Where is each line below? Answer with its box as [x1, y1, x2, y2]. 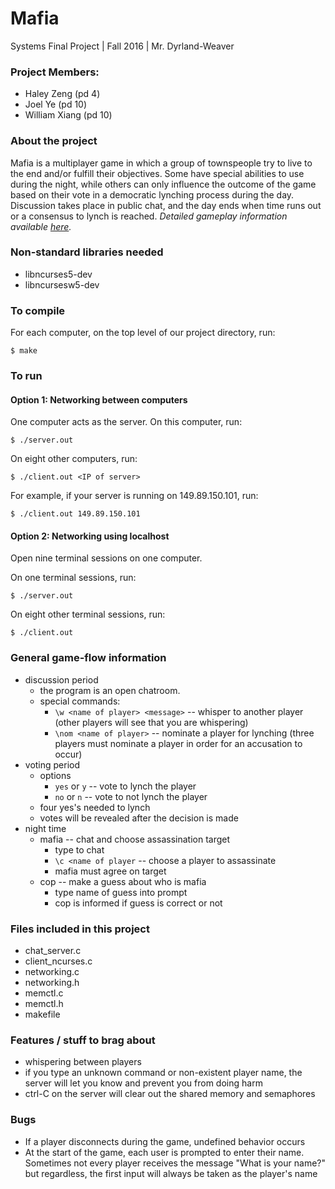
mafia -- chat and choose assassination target [39, 833, 231, 845]
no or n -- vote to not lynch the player [54, 790, 208, 802]
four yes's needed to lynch [39, 801, 151, 813]
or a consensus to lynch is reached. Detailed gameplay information [10, 210, 288, 222]
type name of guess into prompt [54, 886, 188, 898]
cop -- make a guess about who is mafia [39, 875, 207, 887]
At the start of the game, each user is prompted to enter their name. [24, 1146, 305, 1158]
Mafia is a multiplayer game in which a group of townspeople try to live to [10, 157, 313, 169]
